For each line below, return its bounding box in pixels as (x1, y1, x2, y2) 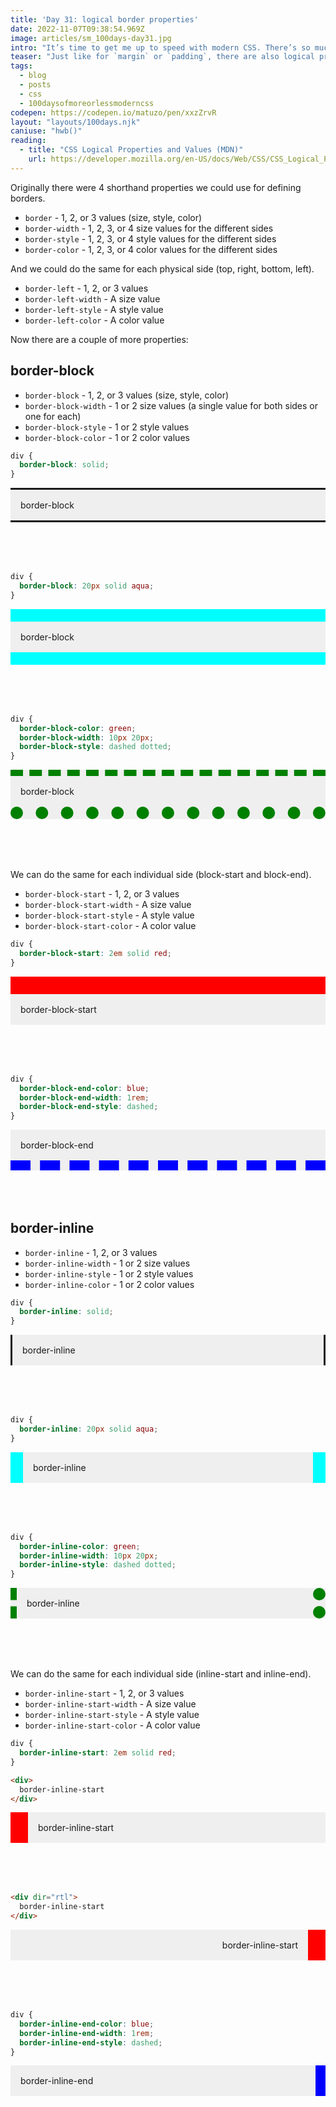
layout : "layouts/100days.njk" (10, 117, 141, 127)
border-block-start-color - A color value (24, 920, 197, 932)
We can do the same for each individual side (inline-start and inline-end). (10, 1668, 312, 1680)
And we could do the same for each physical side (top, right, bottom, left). (10, 262, 315, 275)
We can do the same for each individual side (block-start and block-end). (10, 869, 312, 881)
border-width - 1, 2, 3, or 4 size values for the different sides (24, 222, 274, 234)
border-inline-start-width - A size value (24, 1698, 197, 1710)
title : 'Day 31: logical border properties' (10, 14, 199, 25)
